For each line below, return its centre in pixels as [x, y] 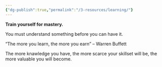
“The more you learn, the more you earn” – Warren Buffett [66, 44]
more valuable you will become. [39, 59]
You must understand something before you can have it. [64, 34]
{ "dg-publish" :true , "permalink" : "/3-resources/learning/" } [69, 10]
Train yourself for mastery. [34, 24]
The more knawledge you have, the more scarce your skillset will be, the [81, 53]
